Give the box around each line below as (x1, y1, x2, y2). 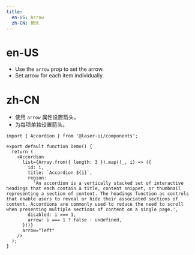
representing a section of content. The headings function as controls (6, 191, 189, 197)
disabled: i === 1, (28, 212, 77, 218)
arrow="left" (22, 227, 55, 234)
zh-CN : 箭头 (11, 20, 40, 26)
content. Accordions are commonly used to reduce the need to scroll (6, 202, 184, 208)
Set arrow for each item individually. (14, 72, 104, 79)
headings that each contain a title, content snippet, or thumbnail (6, 185, 181, 192)
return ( (11, 149, 34, 155)
